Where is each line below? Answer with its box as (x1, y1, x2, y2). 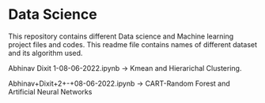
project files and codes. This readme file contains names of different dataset (8, 39, 258, 49)
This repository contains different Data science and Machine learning (8, 31, 234, 41)
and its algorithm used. (8, 48, 83, 57)
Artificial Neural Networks (8, 86, 93, 96)
